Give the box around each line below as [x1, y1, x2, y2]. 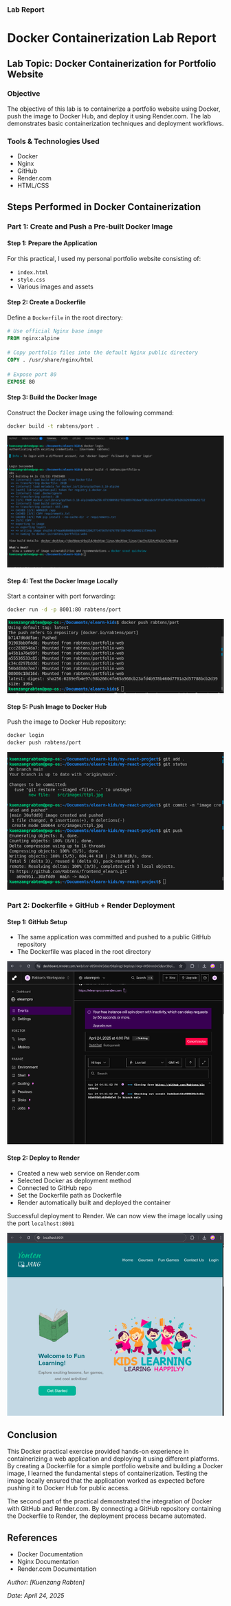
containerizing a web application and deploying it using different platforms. [7, 1454, 219, 1463]
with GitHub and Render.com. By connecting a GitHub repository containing [7, 1505, 221, 1513]
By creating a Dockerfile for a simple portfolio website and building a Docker [7, 1462, 223, 1470]
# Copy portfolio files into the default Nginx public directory [7, 349, 198, 356]
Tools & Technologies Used [7, 136, 100, 146]
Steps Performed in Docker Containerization [7, 201, 201, 213]
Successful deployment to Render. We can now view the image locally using [7, 1211, 223, 1220]
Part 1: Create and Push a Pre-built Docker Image [7, 222, 173, 231]
